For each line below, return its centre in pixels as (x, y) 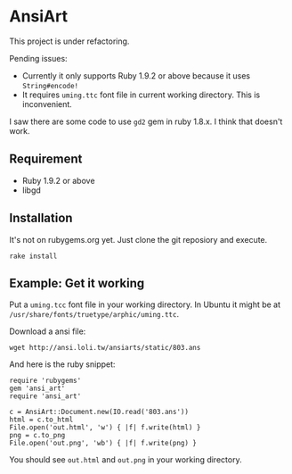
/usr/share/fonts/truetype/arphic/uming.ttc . (94, 314)
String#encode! (50, 86)
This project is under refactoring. (69, 41)
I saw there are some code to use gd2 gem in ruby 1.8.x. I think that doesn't (146, 121)
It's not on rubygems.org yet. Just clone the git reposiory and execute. (138, 239)
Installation (41, 218)
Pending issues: (39, 58)
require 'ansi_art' (45, 396)
